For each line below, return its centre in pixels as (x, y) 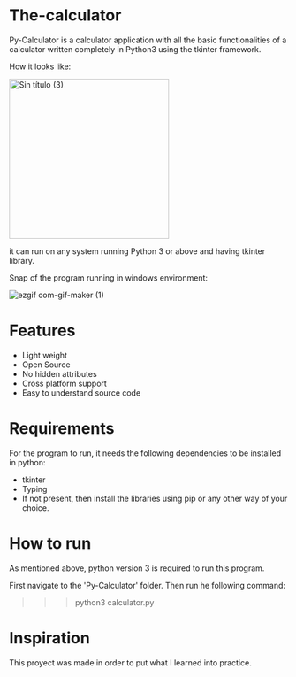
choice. (36, 508)
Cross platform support (65, 383)
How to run (50, 543)
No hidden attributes (59, 373)
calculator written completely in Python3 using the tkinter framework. (135, 49)
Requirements (62, 429)
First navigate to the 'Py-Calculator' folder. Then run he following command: (147, 585)
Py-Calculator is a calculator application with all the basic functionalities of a (148, 40)
